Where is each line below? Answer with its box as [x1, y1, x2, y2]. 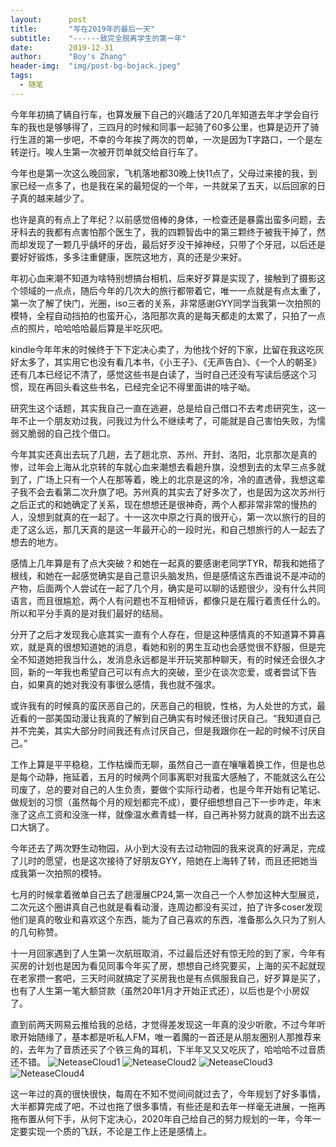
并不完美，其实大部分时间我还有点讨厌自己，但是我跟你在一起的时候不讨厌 [10, 724, 317, 736]
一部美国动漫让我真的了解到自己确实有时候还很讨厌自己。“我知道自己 [36, 712, 322, 724]
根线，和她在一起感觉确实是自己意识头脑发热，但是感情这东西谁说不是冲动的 [10, 569, 326, 581]
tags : [10, 71, 33, 81]
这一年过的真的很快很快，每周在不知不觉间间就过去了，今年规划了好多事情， [10, 1087, 326, 1100]
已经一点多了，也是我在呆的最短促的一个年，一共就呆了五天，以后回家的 [18, 179, 317, 191]
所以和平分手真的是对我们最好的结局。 [10, 607, 168, 619]
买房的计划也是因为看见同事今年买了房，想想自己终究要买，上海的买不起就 [10, 959, 317, 971]
